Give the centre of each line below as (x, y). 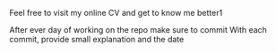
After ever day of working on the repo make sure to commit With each (138, 30)
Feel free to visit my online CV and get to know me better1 (116, 13)
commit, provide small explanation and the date (97, 39)
